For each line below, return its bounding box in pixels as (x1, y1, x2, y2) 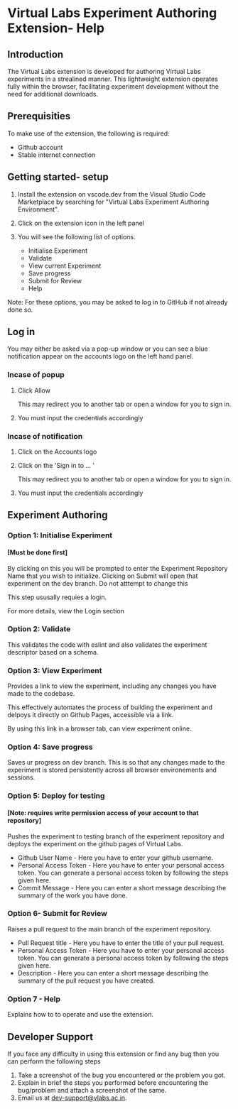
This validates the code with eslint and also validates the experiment (7, 640, 207, 649)
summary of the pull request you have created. (17, 976, 155, 985)
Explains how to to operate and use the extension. (7, 1010, 154, 1019)
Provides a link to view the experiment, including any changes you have (7, 682, 217, 690)
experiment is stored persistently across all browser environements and (7, 765, 217, 775)
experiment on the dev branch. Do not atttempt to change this (7, 579, 188, 587)
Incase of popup (7, 370, 65, 380)
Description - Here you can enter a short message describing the (17, 968, 209, 977)
